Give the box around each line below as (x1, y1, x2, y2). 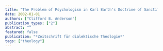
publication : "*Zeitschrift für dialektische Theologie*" (5, 34, 125, 39)
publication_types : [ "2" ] (5, 20, 57, 26)
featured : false (5, 30, 38, 34)
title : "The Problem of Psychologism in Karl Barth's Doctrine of (5, 7, 142, 12)
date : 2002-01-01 (5, 12, 40, 17)
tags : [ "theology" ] (5, 39, 45, 44)
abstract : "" (5, 25, 32, 30)
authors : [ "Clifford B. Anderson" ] (5, 16, 77, 21)
